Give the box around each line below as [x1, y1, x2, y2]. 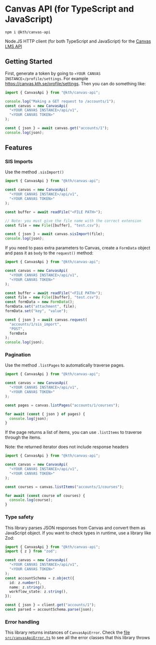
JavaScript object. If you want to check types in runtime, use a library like [5, 530, 151, 536]
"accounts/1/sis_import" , [9, 322, 62, 327]
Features [5, 144, 32, 152]
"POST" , [9, 326, 25, 331]
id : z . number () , [9, 580, 42, 585]
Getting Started [5, 57, 53, 66]
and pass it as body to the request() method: [5, 250, 94, 256]
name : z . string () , [9, 585, 47, 590]
